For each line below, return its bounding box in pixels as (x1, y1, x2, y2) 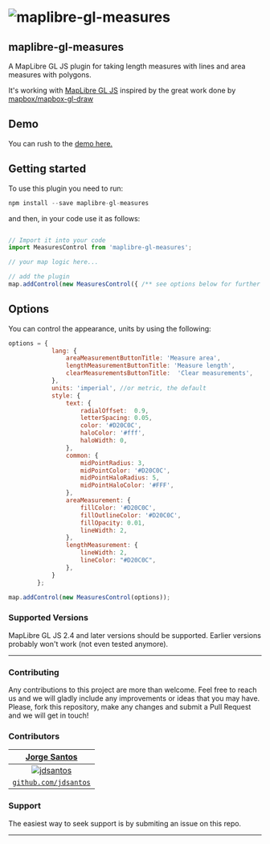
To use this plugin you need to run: (8, 183, 123, 193)
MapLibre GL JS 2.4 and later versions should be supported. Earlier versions (8, 630, 261, 640)
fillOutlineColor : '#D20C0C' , (80, 511, 182, 519)
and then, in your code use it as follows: (8, 213, 141, 223)
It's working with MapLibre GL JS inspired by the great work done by (8, 85, 236, 95)
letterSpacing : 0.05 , (80, 414, 153, 422)
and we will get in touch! (8, 710, 89, 720)
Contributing (8, 666, 59, 677)
